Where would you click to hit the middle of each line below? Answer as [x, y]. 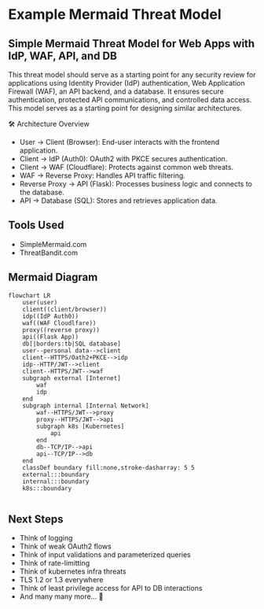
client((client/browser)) [65, 309]
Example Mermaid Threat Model [115, 15]
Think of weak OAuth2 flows [65, 546]
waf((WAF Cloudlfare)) [59, 323]
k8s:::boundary [47, 488]
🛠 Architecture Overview [49, 124]
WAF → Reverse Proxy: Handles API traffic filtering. [103, 175]
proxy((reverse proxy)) [61, 330]
